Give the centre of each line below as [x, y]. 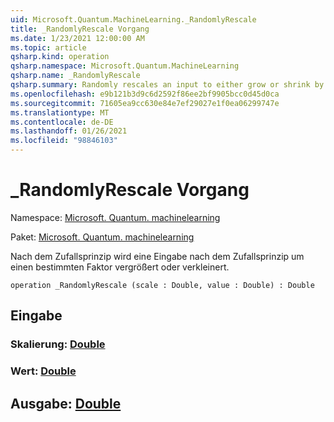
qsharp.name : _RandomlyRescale [75, 76]
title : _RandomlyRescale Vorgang [80, 29]
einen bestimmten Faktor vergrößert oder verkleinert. [120, 267]
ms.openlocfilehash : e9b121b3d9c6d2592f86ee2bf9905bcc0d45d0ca [145, 94]
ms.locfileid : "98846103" [64, 141]
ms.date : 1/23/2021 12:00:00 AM [77, 38]
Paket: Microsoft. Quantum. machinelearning [102, 237]
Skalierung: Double [58, 344]
